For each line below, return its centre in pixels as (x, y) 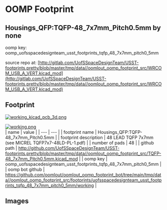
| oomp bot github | (25, 169)
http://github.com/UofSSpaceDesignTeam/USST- (69, 148)
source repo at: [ (22, 63)
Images (17, 201)
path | (11, 148)
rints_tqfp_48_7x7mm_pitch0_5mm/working (49, 185)
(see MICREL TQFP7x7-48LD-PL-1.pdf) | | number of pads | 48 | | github (79, 143)
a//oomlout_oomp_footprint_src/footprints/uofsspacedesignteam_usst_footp (83, 180)
